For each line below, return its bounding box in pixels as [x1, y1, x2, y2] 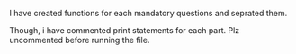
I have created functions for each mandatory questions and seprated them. [9, 8, 288, 18]
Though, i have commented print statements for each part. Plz [9, 25, 240, 35]
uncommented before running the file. [9, 35, 150, 45]
